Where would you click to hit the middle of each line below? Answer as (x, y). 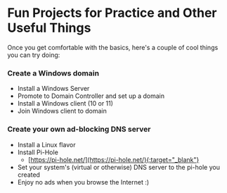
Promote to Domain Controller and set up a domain (91, 96)
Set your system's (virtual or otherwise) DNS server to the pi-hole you (118, 167)
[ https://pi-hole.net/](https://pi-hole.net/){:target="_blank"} (113, 159)
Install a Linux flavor (46, 144)
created (29, 175)
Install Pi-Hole (38, 152)
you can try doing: (34, 55)
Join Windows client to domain (62, 111)
